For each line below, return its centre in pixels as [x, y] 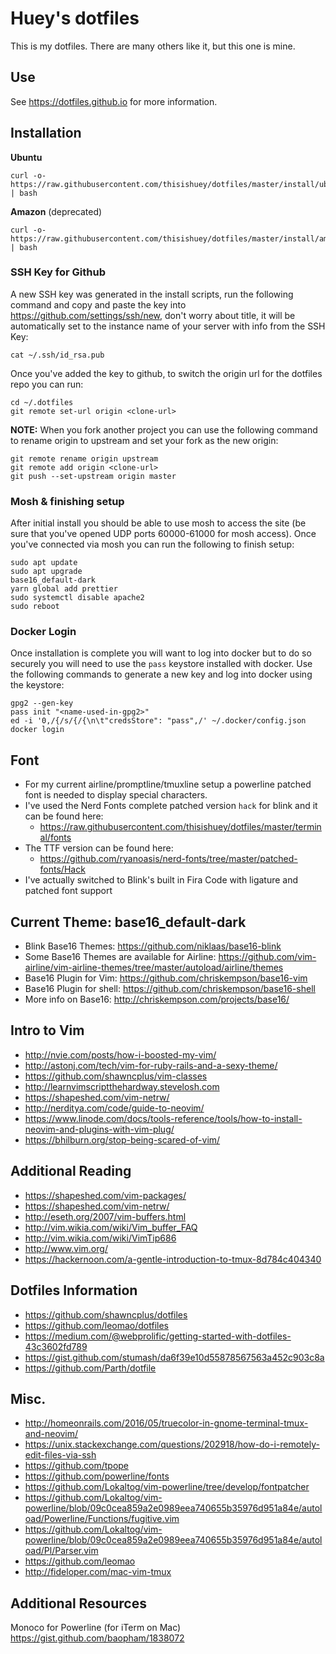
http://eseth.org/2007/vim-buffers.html [105, 1216]
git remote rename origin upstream [84, 458]
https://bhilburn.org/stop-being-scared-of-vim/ [122, 1139]
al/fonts [55, 838]
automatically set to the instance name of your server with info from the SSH [168, 326]
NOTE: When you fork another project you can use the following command [164, 429]
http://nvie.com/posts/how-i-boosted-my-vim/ [120, 1054]
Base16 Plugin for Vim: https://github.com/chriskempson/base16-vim [166, 978]
